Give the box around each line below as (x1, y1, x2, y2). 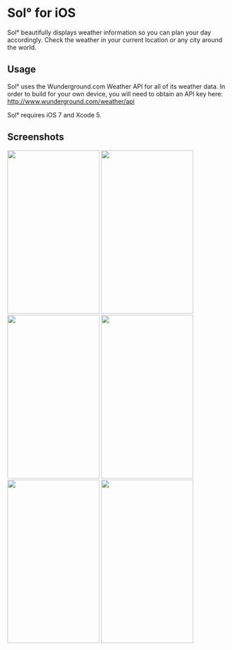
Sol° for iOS (7, 5, 76, 21)
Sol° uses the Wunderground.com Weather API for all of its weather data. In (7, 82, 226, 91)
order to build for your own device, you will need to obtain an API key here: (7, 89, 223, 98)
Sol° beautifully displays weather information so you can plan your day (7, 28, 212, 37)
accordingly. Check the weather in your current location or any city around (7, 35, 223, 44)
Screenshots (7, 131, 64, 143)
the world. (7, 43, 37, 51)
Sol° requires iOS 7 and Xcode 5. (7, 110, 102, 119)
